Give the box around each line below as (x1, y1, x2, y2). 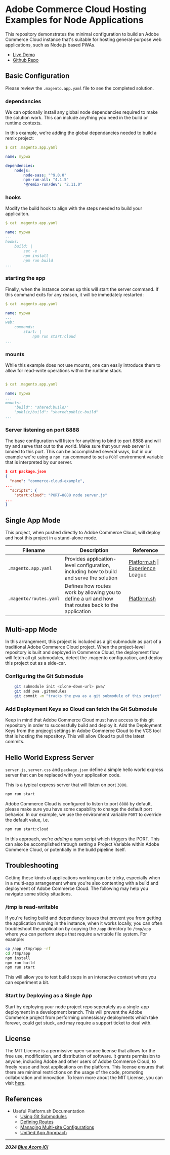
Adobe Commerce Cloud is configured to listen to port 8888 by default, (5, 800, 152, 806)
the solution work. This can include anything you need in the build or (5, 115, 148, 121)
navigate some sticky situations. (5, 890, 72, 896)
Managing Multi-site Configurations (20, 1124, 95, 1130)
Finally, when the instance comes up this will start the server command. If (5, 286, 159, 292)
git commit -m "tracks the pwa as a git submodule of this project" (14, 694, 162, 699)
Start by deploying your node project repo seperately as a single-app (5, 1003, 149, 1010)
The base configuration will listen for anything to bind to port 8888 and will (5, 438, 161, 444)
